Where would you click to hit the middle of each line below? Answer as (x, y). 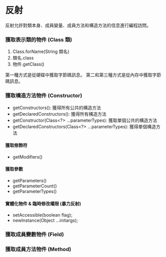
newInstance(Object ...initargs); (45, 221)
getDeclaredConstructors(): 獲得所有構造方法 (60, 114)
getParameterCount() (35, 186)
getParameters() (30, 180)
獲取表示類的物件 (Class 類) (39, 39)
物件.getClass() (28, 64)
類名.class (23, 58)
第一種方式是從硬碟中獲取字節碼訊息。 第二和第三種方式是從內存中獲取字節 (83, 75)
